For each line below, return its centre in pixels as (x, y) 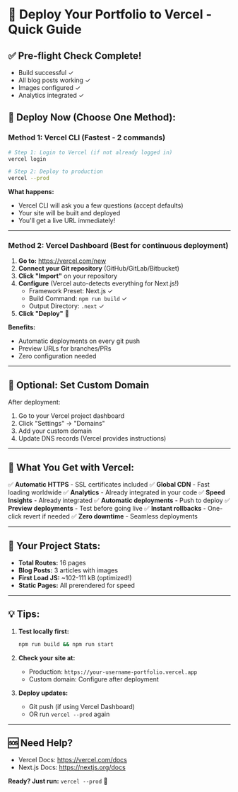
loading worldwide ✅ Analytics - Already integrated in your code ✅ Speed (117, 492)
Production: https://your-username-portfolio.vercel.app (113, 672)
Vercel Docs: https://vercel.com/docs (73, 760)
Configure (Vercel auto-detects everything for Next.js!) (99, 283)
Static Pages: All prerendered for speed (76, 585)
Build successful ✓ (46, 73)
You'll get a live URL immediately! (67, 221)
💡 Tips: (24, 615)
